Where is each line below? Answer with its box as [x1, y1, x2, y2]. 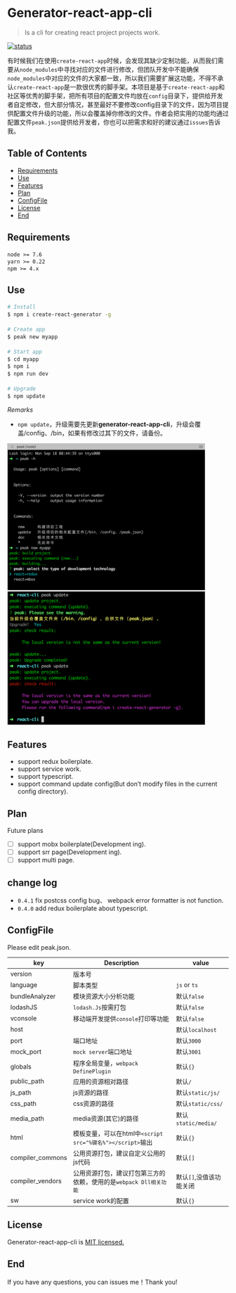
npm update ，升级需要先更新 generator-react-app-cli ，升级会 [17, 420, 195, 428]
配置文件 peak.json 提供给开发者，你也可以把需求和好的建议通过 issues [7, 117, 209, 126]
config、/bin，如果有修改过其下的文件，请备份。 [25, 428, 166, 437]
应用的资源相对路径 [72, 1077, 129, 1085]
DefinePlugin [72, 1068, 111, 1075]
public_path [10, 1077, 44, 1085]
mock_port [10, 1047, 42, 1056]
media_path [10, 1114, 44, 1123]
